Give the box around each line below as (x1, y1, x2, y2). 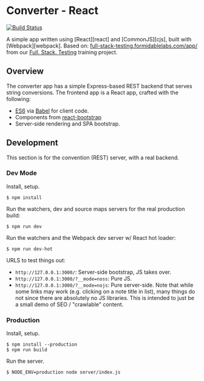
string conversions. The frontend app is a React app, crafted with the (6, 89, 179, 96)
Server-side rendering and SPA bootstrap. (15, 120, 120, 127)
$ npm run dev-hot (6, 246, 53, 252)
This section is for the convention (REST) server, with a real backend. (6, 153, 179, 161)
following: (6, 95, 31, 102)
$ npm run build (6, 347, 47, 353)
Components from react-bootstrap (15, 113, 102, 121)
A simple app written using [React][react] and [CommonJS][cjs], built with (6, 35, 192, 43)
